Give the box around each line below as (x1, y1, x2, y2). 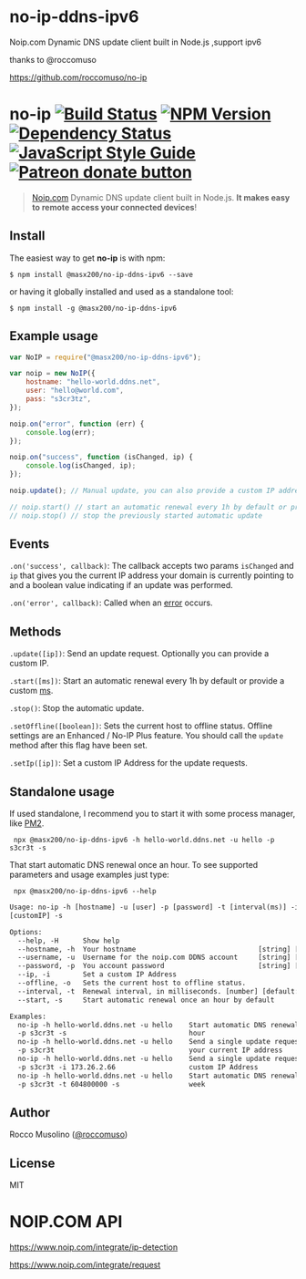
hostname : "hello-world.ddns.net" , (25, 377, 161, 387)
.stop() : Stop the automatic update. (9, 703, 145, 714)
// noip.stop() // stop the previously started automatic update (9, 511, 262, 521)
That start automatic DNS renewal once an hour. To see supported (9, 860, 259, 871)
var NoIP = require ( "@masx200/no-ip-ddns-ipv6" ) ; (9, 353, 202, 362)
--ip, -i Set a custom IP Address (17, 970, 178, 979)
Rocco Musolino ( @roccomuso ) (9, 1129, 128, 1140)
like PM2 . (9, 818, 45, 829)
